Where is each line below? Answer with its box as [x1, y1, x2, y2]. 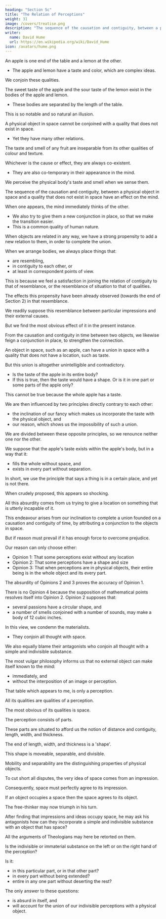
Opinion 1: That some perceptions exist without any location [12, 554, 134, 560]
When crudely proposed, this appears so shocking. [5, 490, 110, 496]
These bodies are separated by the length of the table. [12, 101, 124, 107]
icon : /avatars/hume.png [5, 44, 56, 49]
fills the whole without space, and [12, 460, 81, 466]
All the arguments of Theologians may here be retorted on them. [5, 833, 136, 840]
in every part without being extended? [12, 873, 90, 879]
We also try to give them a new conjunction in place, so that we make [12, 213, 154, 219]
